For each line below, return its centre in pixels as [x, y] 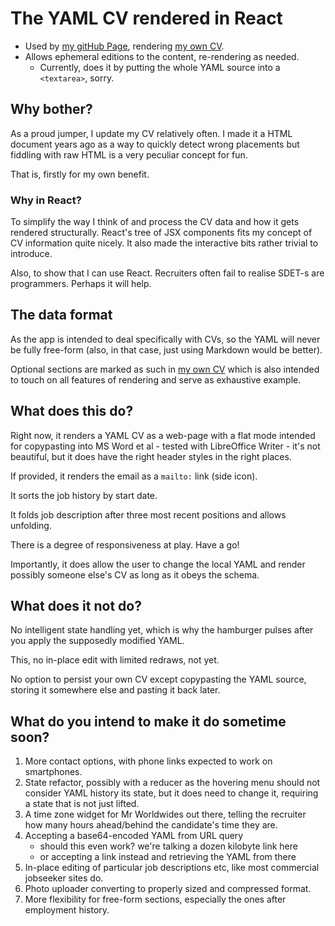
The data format [61, 315]
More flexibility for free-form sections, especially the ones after [155, 899]
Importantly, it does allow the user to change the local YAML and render [158, 564]
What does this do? [72, 411]
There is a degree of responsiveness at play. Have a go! [125, 544]
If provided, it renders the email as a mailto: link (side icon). [134, 476]
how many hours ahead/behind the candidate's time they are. [151, 825]
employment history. [67, 910]
